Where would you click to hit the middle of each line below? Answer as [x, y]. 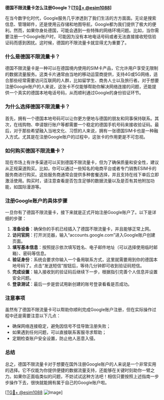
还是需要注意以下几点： [37, 316]
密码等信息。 [36, 253]
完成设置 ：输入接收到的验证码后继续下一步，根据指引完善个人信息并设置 [85, 272]
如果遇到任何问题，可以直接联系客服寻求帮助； [59, 332]
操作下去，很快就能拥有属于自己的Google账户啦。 [59, 382]
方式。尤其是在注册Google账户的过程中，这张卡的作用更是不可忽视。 [78, 136]
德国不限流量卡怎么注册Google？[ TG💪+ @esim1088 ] [58, 8]
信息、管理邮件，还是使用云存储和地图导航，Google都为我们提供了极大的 [79, 24]
